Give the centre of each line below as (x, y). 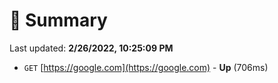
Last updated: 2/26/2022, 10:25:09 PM (91, 48)
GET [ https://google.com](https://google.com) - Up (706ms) (146, 67)
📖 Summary (58, 20)
